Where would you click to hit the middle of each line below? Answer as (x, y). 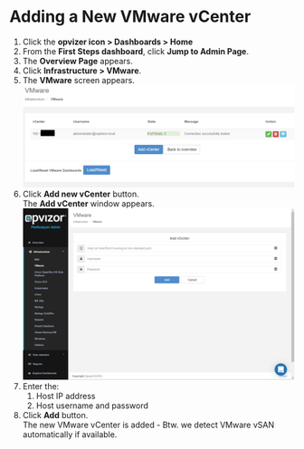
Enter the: (41, 386)
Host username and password (92, 406)
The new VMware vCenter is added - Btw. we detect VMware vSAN (148, 425)
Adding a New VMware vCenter (130, 17)
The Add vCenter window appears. (89, 203)
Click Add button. (55, 415)
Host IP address (66, 396)
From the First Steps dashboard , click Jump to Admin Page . (135, 51)
